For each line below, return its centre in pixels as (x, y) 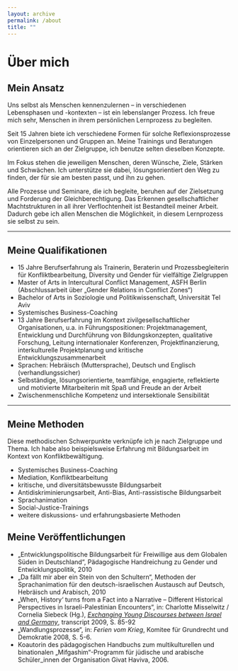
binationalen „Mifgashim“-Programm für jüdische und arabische (110, 652)
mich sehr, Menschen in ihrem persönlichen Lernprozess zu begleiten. (110, 120)
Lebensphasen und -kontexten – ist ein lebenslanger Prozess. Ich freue (111, 113)
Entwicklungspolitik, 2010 (55, 569)
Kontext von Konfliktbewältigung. (56, 456)
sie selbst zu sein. (34, 222)
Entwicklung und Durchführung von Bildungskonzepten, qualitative (115, 335)
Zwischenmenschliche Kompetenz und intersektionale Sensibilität (113, 395)
